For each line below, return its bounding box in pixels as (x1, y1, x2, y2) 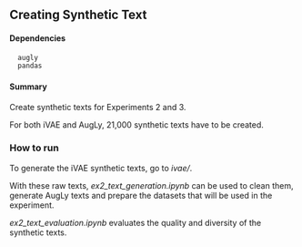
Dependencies (9, 32, 66, 44)
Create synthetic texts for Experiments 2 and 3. (9, 101, 186, 112)
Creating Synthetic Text (9, 7, 147, 23)
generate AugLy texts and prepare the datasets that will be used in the (9, 190, 273, 201)
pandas (17, 61, 43, 71)
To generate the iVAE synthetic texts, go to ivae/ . (9, 162, 193, 173)
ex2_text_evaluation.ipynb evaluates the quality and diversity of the (9, 217, 262, 228)
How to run (9, 141, 59, 154)
